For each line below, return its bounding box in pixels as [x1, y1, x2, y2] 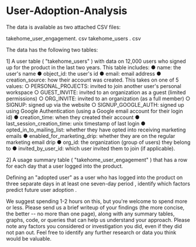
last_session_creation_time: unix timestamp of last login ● [6, 120, 146, 127]
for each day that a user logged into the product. [6, 163, 123, 170]
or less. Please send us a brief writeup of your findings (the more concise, [6, 204, 185, 211]
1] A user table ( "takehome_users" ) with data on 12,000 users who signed [6, 57, 186, 65]
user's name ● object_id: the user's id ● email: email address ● [6, 70, 161, 77]
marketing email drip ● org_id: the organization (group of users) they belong [6, 138, 191, 146]
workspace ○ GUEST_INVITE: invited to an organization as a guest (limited [6, 89, 186, 96]
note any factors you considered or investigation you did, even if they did [6, 222, 183, 229]
